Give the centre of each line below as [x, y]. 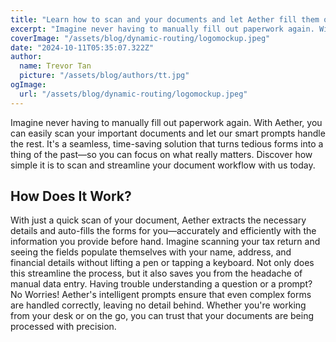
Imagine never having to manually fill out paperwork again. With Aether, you [166, 122]
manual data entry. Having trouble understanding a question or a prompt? [161, 284]
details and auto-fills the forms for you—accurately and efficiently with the [163, 231]
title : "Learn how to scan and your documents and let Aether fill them [165, 19]
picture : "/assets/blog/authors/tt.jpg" [104, 76]
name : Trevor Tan [55, 66]
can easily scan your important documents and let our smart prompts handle [168, 133]
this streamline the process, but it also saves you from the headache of [156, 273]
